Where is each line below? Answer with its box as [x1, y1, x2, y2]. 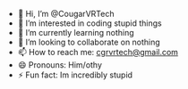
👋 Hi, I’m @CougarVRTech [17, 9, 115, 19]
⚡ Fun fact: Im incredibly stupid [17, 69, 132, 80]
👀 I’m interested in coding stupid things [17, 18, 163, 28]
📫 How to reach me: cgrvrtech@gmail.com [17, 47, 179, 57]
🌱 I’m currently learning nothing [17, 28, 134, 37]
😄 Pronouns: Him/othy [17, 60, 103, 70]
